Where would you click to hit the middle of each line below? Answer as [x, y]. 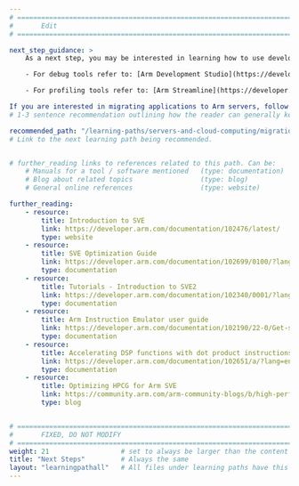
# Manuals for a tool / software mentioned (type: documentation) [155, 171]
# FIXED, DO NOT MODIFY [65, 434]
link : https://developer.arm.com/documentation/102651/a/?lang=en [167, 361]
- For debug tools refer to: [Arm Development [113, 75]
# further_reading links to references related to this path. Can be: [143, 163]
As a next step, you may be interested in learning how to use [145, 59]
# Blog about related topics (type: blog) [137, 180]
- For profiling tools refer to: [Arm [97, 91]
